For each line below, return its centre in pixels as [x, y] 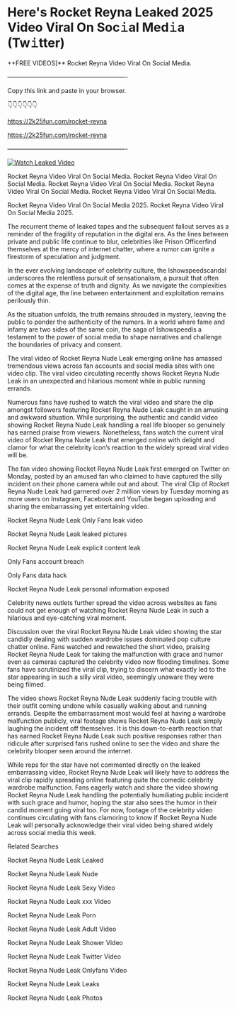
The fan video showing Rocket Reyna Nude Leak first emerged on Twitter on [118, 469]
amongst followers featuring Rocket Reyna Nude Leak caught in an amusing [118, 410]
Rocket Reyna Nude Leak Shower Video [65, 942]
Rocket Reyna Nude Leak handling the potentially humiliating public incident [118, 795]
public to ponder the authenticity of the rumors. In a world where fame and [116, 322]
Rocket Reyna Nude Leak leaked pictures [67, 534]
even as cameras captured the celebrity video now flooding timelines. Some [118, 662]
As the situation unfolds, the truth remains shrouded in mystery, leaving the [117, 314]
